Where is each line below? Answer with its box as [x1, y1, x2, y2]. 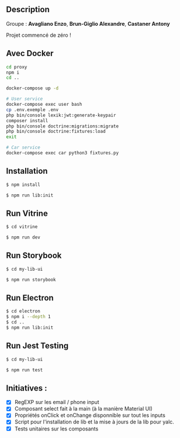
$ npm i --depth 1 [6, 314, 51, 320]
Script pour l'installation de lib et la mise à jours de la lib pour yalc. [14, 418, 174, 426]
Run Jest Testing [6, 341, 69, 351]
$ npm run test [6, 367, 43, 373]
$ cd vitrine [6, 224, 38, 230]
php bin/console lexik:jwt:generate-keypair [6, 112, 116, 118]
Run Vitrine [6, 208, 48, 218]
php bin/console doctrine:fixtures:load [6, 129, 106, 134]
